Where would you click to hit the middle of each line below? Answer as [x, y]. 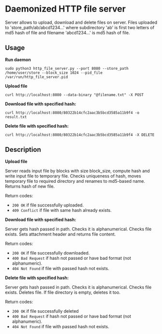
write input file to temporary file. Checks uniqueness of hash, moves [73, 176]
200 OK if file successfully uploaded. [48, 205]
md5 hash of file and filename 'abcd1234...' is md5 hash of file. [67, 32]
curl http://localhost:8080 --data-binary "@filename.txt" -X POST [74, 95]
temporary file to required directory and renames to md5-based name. [75, 181]
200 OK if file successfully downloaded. [51, 253]
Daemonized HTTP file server [65, 9]
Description [23, 150]
